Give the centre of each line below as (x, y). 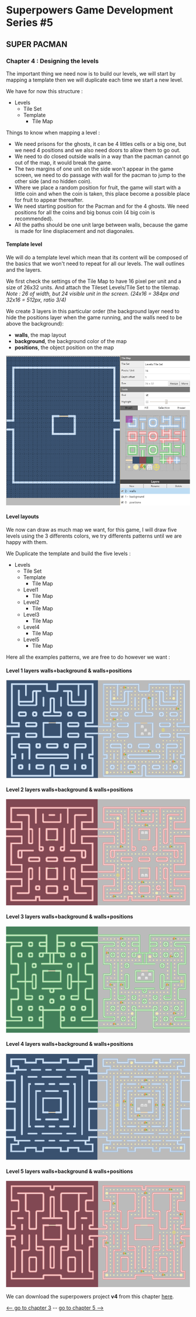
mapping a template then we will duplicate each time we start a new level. (95, 80)
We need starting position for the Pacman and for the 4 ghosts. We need (101, 206)
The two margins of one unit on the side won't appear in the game (94, 169)
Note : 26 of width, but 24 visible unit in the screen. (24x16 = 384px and (93, 294)
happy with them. (27, 542)
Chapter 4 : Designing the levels (52, 61)
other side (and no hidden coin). (53, 181)
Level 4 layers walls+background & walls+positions (70, 1044)
